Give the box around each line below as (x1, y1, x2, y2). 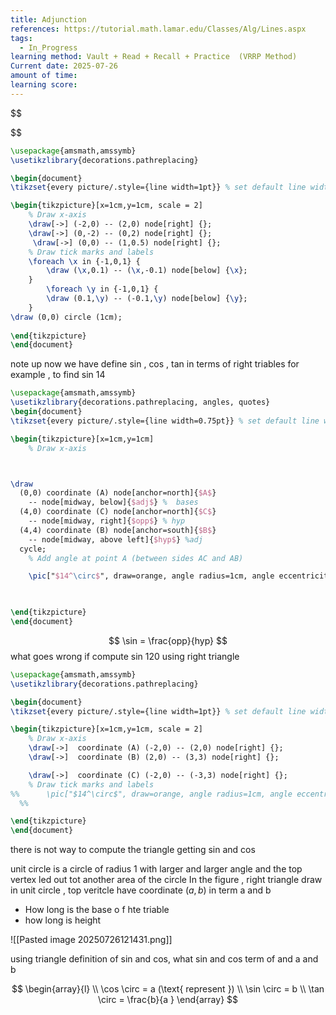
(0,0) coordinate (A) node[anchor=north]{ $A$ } (19, 488, 217, 498)
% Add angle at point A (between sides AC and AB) (28, 553, 244, 563)
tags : (10, 33, 33, 43)
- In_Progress (19, 42, 78, 53)
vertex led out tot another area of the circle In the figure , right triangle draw (10, 874, 323, 886)
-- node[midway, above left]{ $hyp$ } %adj (28, 534, 203, 545)
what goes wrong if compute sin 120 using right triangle (10, 650, 240, 662)
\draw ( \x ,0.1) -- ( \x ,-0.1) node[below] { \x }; (46, 266, 248, 276)
